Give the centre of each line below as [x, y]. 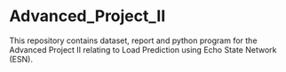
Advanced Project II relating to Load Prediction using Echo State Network [143, 49]
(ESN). [21, 59]
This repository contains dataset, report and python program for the [133, 40]
